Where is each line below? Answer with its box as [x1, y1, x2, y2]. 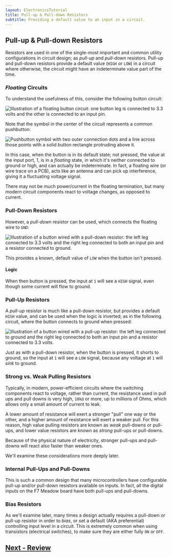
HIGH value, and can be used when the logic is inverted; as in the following [5, 313, 161, 319]
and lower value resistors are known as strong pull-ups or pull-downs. [15, 427, 164, 433]
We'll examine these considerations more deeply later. [5, 453, 119, 459]
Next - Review [5, 543, 51, 552]
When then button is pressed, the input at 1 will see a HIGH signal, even [5, 277, 154, 284]
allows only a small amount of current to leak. [5, 401, 101, 407]
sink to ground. [5, 360, 37, 367]
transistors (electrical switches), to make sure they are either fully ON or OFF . [5, 528, 165, 535]
